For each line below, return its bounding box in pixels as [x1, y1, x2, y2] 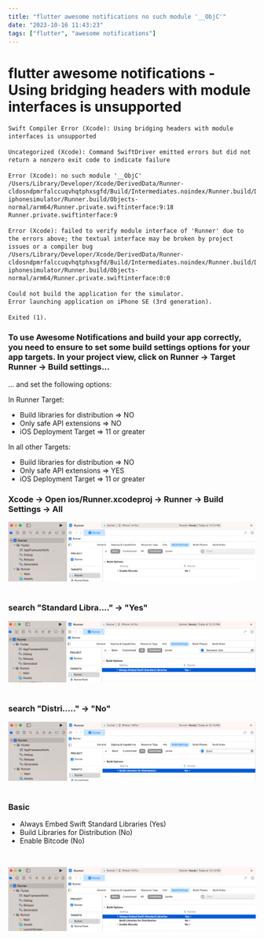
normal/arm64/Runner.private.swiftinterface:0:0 [8, 274, 170, 283]
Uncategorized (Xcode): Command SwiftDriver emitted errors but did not [8, 148, 251, 157]
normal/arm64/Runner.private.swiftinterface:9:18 [8, 203, 174, 212]
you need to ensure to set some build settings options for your [8, 342, 251, 353]
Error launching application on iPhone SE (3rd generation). [8, 298, 213, 306]
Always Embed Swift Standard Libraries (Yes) [19, 819, 167, 829]
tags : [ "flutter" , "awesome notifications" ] [8, 29, 156, 37]
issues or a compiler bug [8, 243, 93, 251]
